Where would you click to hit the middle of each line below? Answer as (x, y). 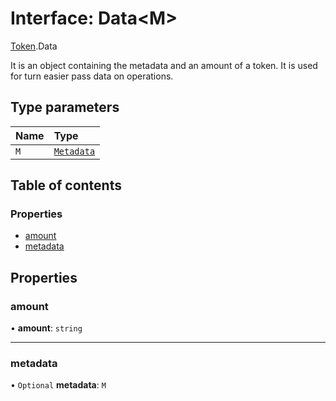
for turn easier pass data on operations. (92, 76)
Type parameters (65, 107)
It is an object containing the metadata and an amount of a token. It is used (164, 65)
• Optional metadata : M (58, 385)
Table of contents (66, 185)
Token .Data (34, 46)
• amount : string (46, 328)
